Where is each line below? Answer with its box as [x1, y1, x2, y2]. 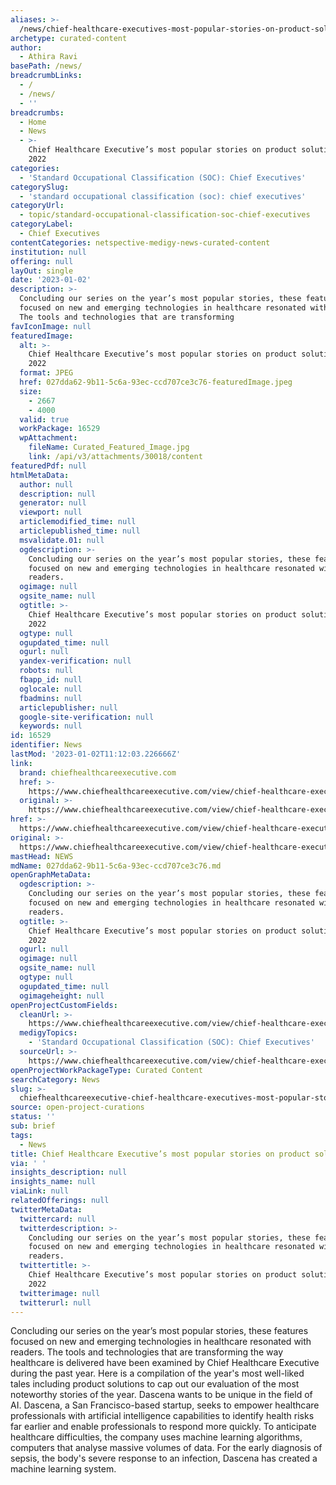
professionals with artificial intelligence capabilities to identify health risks [10, 1410, 315, 1422]
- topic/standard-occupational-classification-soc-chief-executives [19, 210, 311, 220]
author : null [19, 479, 74, 490]
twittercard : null [19, 1214, 97, 1224]
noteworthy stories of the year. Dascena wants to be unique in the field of [10, 1389, 313, 1401]
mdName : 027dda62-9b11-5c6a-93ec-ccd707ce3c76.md [10, 861, 222, 871]
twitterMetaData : [10, 1204, 83, 1215]
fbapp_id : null [19, 675, 83, 685]
